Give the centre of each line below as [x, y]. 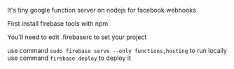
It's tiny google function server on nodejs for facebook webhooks [102, 10]
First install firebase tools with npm [58, 23]
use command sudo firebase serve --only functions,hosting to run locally [117, 51]
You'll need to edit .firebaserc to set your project [77, 37]
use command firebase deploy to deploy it [69, 58]
